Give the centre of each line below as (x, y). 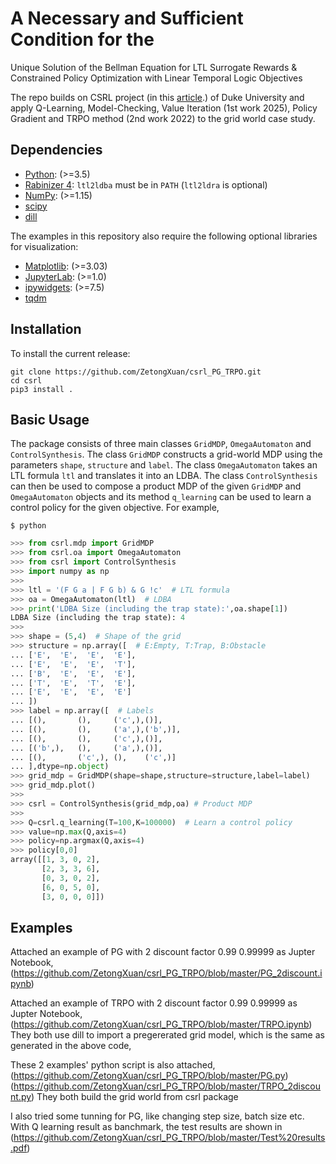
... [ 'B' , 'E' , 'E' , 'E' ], (73, 673)
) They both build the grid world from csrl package (135, 1097)
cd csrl (26, 380)
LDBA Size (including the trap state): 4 (98, 618)
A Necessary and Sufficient (127, 18)
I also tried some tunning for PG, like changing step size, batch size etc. (157, 1116)
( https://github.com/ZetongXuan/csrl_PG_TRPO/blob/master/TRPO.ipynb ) (161, 1024)
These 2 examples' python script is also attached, (113, 1065)
